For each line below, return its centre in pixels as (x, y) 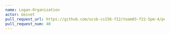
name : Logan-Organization (32, 10)
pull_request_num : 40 (28, 24)
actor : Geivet (20, 14)
